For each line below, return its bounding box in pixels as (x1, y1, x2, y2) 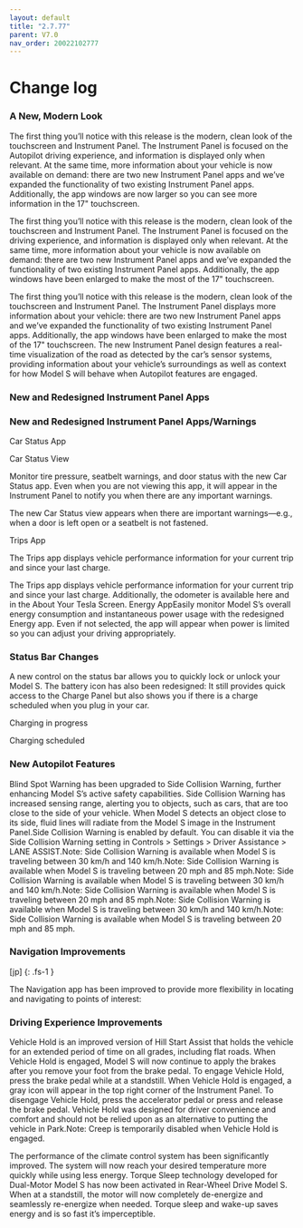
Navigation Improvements (9, 945, 127, 958)
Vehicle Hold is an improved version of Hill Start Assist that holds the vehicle (9, 1037, 294, 1048)
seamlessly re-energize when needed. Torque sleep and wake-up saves (9, 1199, 279, 1210)
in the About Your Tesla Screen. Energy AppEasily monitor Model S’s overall (9, 599, 291, 609)
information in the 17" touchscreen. (9, 198, 140, 209)
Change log (9, 78, 98, 98)
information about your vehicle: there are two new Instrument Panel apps (9, 310, 281, 321)
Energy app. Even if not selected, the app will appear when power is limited (9, 618, 290, 629)
